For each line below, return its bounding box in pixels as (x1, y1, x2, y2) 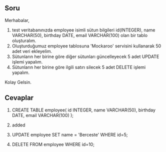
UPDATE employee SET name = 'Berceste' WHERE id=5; (11, 131, 128, 137)
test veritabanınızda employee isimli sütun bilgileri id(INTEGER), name (11, 27, 155, 33)
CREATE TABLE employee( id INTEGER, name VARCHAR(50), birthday (11, 107, 156, 113)
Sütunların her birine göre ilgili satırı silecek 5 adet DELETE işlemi (11, 64, 146, 70)
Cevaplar (4, 93, 33, 102)
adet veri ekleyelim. (11, 48, 52, 54)
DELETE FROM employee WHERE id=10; (11, 141, 94, 147)
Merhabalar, (4, 17, 29, 23)
